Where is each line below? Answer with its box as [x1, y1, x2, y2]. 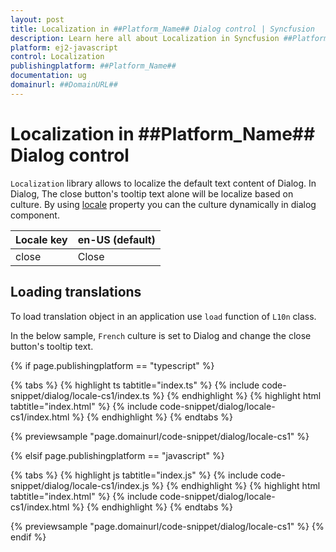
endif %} [10, 531, 47, 543]
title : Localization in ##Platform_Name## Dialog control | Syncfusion [10, 24, 315, 34]
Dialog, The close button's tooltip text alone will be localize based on [10, 187, 294, 200]
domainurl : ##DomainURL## [10, 80, 118, 90]
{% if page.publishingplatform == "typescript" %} [10, 359, 215, 371]
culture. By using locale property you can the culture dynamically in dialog [10, 198, 317, 210]
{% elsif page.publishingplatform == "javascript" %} [10, 449, 225, 461]
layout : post [10, 14, 65, 25]
